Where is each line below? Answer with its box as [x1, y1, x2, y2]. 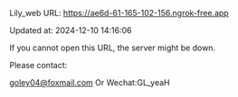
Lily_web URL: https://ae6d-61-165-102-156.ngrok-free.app [9, 8, 229, 18]
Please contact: [9, 60, 68, 70]
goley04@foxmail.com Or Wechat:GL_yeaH [9, 77, 170, 88]
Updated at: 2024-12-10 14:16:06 [9, 25, 132, 35]
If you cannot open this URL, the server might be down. [9, 42, 215, 53]
